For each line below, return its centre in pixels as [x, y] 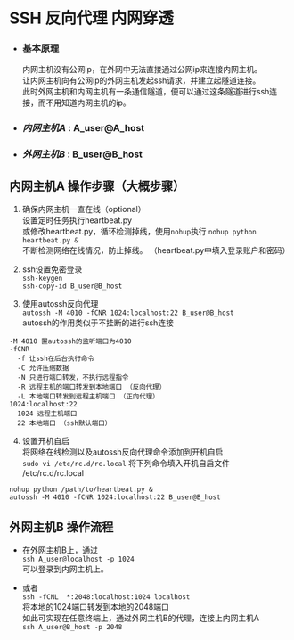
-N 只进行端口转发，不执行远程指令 [73, 378]
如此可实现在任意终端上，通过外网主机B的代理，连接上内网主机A [141, 618]
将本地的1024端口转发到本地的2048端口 [95, 606]
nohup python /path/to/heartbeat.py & [81, 490]
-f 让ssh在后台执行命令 [56, 359]
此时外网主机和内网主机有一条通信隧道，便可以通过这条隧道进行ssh [146, 92]
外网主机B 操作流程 [61, 527]
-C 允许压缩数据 [43, 368]
